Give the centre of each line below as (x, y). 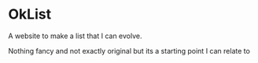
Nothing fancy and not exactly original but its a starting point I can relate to (129, 51)
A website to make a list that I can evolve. (75, 36)
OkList (30, 14)
